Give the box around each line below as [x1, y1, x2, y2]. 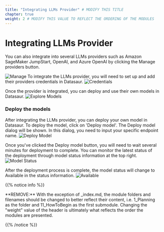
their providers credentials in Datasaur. [5, 79, 83, 85]
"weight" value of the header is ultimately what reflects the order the [5, 207, 143, 213]
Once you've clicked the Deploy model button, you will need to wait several [5, 142, 157, 148]
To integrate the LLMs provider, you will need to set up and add [27, 74, 155, 79]
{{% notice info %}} [5, 182, 45, 188]
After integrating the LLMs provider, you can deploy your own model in [5, 117, 148, 123]
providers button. [5, 64, 40, 70]
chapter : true [5, 12, 34, 17]
